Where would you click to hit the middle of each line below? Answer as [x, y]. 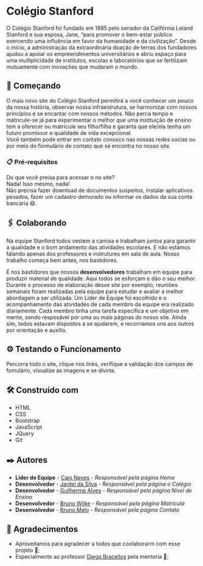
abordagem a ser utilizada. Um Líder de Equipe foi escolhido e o [87, 298]
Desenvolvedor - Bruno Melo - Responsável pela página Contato [97, 510]
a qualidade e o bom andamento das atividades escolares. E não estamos [98, 247]
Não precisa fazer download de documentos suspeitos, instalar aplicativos [100, 190]
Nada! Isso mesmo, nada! [38, 184]
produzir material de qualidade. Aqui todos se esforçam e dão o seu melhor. [101, 278]
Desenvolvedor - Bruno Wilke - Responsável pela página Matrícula [100, 503]
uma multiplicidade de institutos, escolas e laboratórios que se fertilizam [97, 60]
